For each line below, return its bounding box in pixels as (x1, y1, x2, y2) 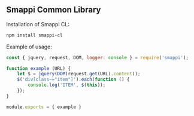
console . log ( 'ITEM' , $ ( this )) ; (28, 82, 106, 88)
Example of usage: (6, 43, 53, 50)
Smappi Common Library (6, 5, 101, 15)
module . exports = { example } (6, 104, 82, 110)
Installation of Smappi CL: (6, 20, 70, 28)
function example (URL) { (6, 65, 71, 71)
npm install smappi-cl (6, 32, 63, 38)
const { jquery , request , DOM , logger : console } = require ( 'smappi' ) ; (6, 54, 189, 60)
